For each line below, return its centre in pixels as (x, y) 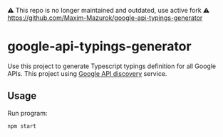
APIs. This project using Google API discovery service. (87, 73)
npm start (22, 126)
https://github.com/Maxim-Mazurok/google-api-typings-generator (105, 18)
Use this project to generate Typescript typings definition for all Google (111, 66)
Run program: (27, 113)
